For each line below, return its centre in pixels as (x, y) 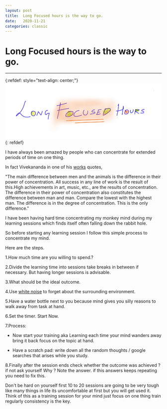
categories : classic (27, 26)
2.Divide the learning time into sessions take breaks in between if (72, 267)
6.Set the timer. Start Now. (32, 316)
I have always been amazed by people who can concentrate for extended (80, 152)
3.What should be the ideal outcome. (43, 282)
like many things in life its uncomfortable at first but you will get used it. (78, 391)
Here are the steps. (25, 248)
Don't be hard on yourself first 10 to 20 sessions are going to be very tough (82, 386)
